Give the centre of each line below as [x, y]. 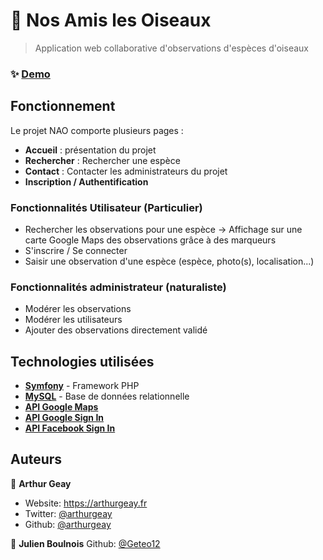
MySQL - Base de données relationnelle [107, 396]
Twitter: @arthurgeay [68, 513]
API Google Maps [61, 407]
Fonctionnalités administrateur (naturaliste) [118, 287]
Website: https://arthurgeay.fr [86, 503]
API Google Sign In [64, 418]
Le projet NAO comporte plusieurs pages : [97, 130]
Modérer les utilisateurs [73, 320]
